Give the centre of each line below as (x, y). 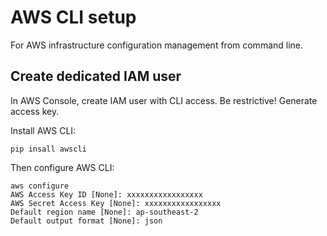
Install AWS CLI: (43, 130)
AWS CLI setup (73, 17)
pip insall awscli (48, 149)
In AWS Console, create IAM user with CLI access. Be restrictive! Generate (164, 100)
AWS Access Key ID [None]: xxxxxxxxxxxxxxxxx (106, 194)
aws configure (40, 186)
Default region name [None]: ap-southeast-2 (104, 212)
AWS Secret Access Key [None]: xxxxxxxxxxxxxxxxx (116, 203)
